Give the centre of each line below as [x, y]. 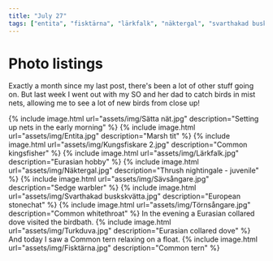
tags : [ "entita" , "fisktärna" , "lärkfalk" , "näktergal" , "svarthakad [129, 24]
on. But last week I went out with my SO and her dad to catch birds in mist [132, 95]
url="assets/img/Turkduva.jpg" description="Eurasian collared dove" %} [130, 231]
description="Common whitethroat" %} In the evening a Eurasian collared [132, 214]
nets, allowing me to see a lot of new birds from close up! [104, 103]
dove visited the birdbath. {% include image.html [90, 222]
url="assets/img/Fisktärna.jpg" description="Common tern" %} [115, 248]
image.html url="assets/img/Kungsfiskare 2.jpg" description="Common [128, 145]
